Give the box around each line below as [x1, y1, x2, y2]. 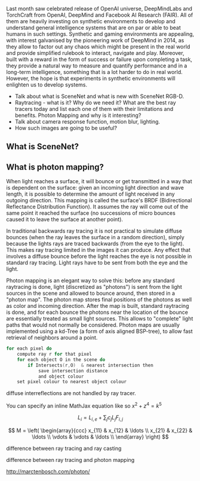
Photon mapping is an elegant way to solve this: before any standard [6, 277, 175, 284]
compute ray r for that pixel [17, 351, 93, 357]
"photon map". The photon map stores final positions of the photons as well [6, 296, 192, 303]
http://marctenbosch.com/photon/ [6, 468, 90, 475]
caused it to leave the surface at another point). [6, 216, 124, 223]
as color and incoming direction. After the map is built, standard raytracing [6, 303, 189, 310]
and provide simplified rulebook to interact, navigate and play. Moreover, [6, 50, 184, 56]
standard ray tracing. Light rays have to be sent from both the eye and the [6, 259, 188, 266]
